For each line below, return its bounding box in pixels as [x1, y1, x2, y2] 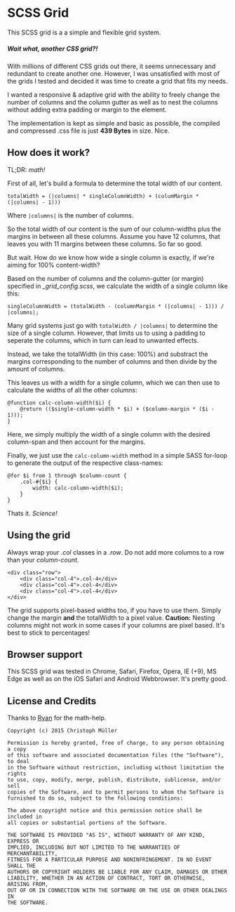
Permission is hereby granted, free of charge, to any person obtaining [7, 739, 224, 747]
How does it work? [7, 147, 90, 159]
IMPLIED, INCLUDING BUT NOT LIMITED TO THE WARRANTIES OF [7, 844, 180, 851]
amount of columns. [7, 364, 65, 373]
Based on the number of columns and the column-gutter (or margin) [7, 274, 204, 282]
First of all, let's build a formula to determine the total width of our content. [7, 179, 223, 187]
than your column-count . [7, 555, 79, 564]
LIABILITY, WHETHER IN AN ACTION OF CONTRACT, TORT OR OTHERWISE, [7, 875, 206, 882]
